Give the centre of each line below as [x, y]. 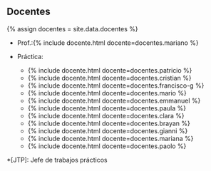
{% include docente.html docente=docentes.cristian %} [109, 78]
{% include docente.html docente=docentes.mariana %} [110, 138]
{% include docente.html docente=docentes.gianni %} [108, 130]
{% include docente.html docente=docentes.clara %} [106, 115]
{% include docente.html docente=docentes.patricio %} [110, 70]
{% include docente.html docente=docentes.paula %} [107, 108]
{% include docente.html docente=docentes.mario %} [107, 93]
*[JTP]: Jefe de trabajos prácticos [57, 160]
